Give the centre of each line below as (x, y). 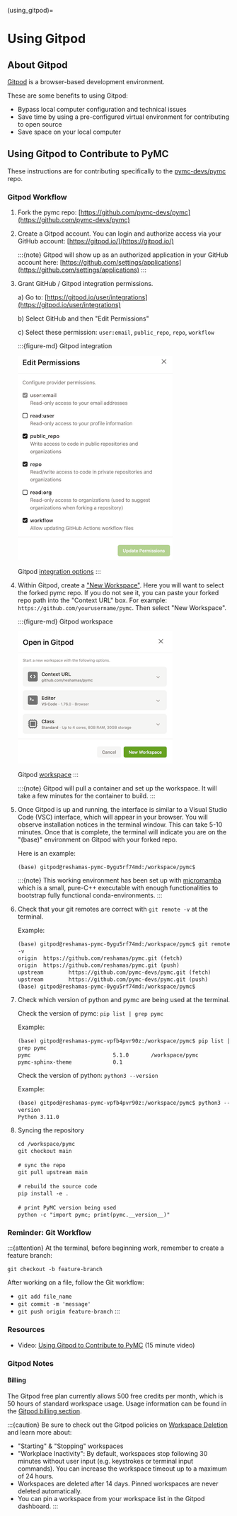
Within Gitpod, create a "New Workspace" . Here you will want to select (121, 585)
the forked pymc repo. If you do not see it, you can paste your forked (118, 593)
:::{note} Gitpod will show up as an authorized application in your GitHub (123, 255)
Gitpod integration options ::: (59, 572)
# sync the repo (41, 1166)
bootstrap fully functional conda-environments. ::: (90, 895)
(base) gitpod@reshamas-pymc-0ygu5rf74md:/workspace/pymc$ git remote (124, 944)
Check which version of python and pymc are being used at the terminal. (124, 1000)
